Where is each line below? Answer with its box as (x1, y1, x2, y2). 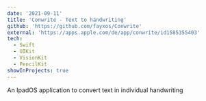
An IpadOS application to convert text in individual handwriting (7, 86, 183, 94)
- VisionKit (13, 55, 48, 61)
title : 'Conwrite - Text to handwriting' (7, 16, 127, 23)
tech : (7, 35, 23, 42)
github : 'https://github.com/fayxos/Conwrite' (7, 23, 142, 29)
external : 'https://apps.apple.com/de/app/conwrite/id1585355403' (7, 29, 201, 36)
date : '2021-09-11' (7, 10, 63, 17)
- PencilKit (13, 61, 48, 68)
